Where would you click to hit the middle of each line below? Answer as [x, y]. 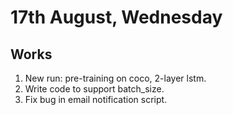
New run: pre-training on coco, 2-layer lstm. [115, 78]
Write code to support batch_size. [94, 89]
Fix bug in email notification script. [96, 99]
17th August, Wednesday [116, 17]
